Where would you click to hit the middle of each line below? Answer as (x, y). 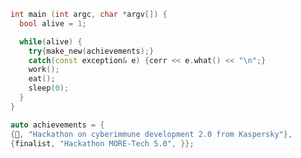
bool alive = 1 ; (53, 23)
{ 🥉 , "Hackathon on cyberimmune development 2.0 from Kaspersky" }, (151, 134)
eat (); (42, 79)
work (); (44, 70)
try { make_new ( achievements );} (91, 51)
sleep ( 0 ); (49, 88)
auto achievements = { (57, 125)
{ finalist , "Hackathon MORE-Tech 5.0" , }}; (102, 143)
